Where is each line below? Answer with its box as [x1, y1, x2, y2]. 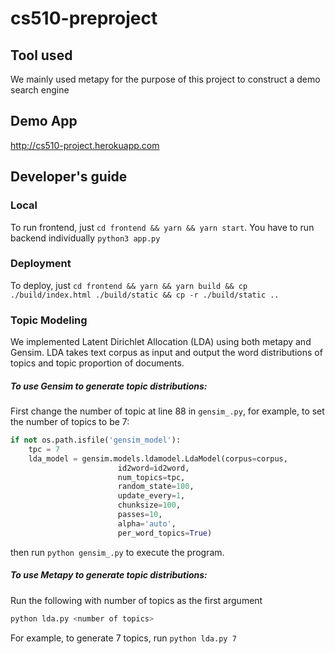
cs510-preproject [10, 7, 158, 30]
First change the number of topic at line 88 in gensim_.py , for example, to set [10, 405, 325, 417]
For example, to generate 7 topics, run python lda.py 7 [10, 632, 237, 644]
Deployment [10, 257, 72, 271]
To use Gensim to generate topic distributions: [10, 380, 208, 392]
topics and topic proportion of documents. [10, 357, 185, 369]
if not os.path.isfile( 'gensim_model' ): [10, 435, 182, 446]
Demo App [10, 113, 78, 130]
